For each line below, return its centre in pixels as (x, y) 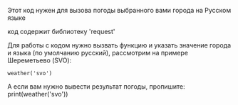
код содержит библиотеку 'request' (61, 32)
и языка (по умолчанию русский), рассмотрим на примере (98, 53)
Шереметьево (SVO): (40, 60)
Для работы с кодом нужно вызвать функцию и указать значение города (119, 45)
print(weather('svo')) (38, 94)
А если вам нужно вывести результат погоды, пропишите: (96, 87)
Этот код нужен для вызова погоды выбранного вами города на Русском (119, 10)
